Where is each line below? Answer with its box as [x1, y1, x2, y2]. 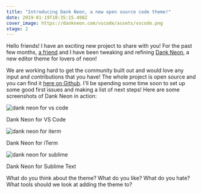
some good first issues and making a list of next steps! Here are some [6, 86, 180, 94]
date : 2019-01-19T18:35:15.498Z [6, 15, 87, 21]
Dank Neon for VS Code [6, 116, 66, 123]
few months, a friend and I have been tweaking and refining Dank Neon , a [6, 49, 190, 56]
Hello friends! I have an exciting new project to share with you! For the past [6, 42, 192, 50]
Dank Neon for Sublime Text [6, 163, 77, 170]
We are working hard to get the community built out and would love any [6, 67, 184, 74]
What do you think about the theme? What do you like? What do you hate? [6, 175, 191, 182]
